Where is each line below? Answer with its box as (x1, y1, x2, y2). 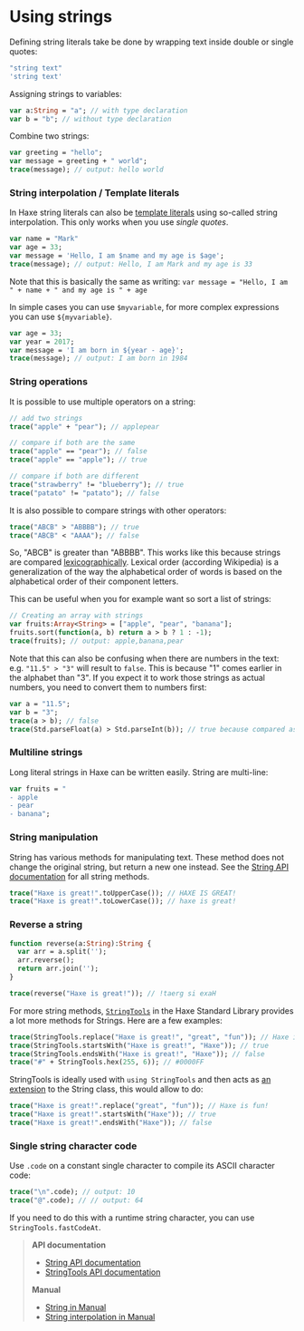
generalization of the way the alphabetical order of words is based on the (9, 567, 283, 578)
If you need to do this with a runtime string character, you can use (9, 1212, 255, 1223)
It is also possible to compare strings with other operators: (9, 505, 227, 516)
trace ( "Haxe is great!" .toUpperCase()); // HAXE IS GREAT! (9, 889, 237, 898)
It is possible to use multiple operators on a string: (9, 396, 196, 407)
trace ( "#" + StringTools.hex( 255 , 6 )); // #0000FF (9, 1058, 204, 1067)
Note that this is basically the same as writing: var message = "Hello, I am (9, 276, 288, 287)
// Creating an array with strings (9, 611, 144, 620)
